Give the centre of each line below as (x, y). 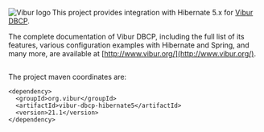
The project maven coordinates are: (68, 77)
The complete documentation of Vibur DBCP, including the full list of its (126, 37)
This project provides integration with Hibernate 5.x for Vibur (153, 12)
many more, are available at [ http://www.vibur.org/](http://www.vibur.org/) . (132, 54)
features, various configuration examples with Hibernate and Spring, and (129, 45)
